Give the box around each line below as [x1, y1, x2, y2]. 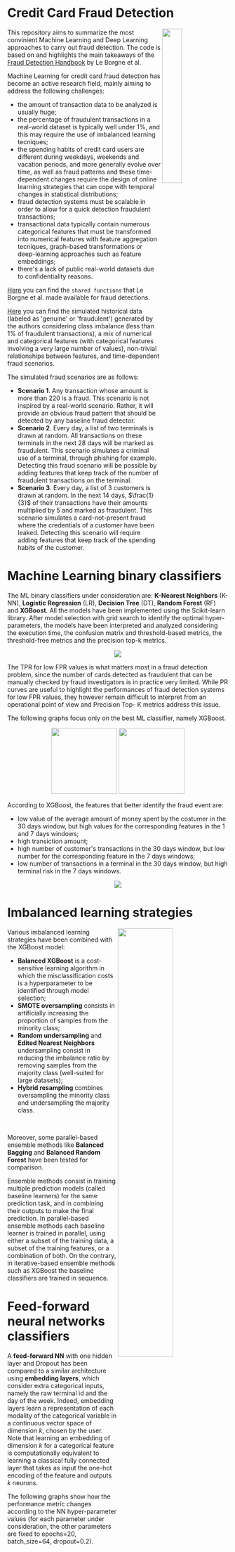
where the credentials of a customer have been [17, 520, 154, 529]
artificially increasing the [17, 1008, 89, 1017]
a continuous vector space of [7, 1418, 93, 1427]
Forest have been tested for [7, 1155, 88, 1164]
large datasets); [17, 1076, 63, 1084]
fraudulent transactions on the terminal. [17, 476, 132, 485]
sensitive [17, 963, 44, 972]
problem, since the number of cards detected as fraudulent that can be [7, 670, 213, 679]
